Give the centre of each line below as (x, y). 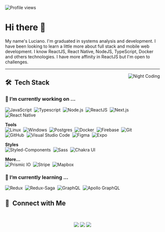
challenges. (17, 62)
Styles (12, 145)
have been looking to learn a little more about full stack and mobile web (77, 46)
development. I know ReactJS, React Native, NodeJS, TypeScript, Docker (79, 51)
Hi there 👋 (25, 28)
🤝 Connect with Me (36, 203)
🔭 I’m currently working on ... (41, 99)
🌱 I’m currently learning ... (37, 177)
